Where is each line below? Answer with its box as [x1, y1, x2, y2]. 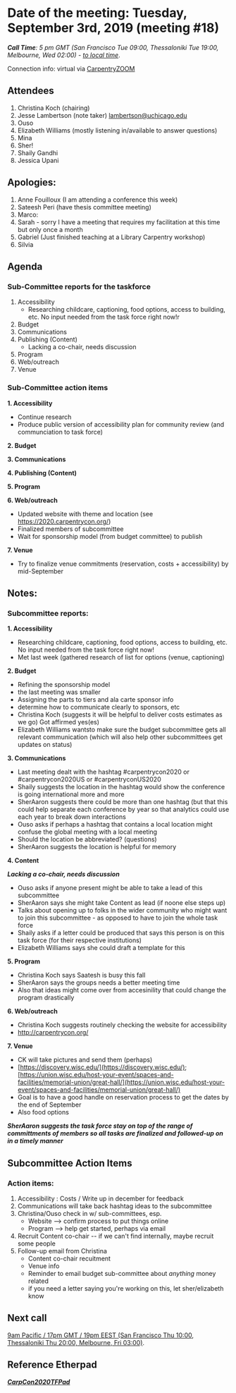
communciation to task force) [17, 427, 104, 436]
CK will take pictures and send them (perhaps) [17, 1056, 153, 1064]
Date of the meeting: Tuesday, [7, 5, 187, 21]
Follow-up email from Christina [17, 1246, 108, 1255]
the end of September [17, 1100, 82, 1109]
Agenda [7, 260, 43, 272]
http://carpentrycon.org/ [17, 1028, 89, 1037]
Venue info [27, 1261, 60, 1270]
